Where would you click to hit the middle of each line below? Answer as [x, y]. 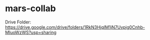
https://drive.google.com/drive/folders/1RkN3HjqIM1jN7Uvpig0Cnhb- [75, 27]
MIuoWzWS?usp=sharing [31, 32]
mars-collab [30, 9]
